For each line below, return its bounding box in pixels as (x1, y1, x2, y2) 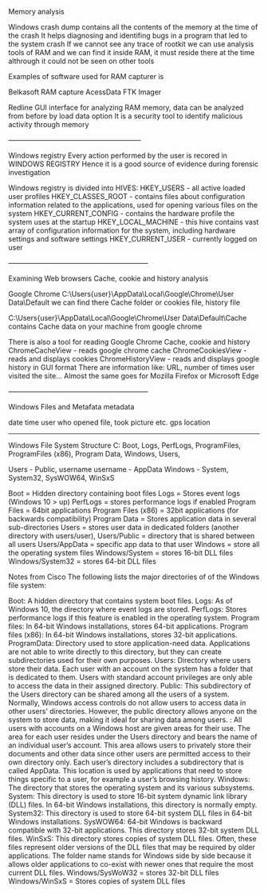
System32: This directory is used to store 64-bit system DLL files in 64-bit (8, 808, 253, 818)
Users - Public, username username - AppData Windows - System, (8, 465, 229, 474)
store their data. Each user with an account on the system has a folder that (8, 664, 254, 673)
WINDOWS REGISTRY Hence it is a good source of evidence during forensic (8, 159, 259, 169)
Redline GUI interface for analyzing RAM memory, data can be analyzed (8, 103, 244, 112)
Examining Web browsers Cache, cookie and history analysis (8, 273, 209, 283)
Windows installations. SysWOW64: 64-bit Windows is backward (8, 817, 223, 826)
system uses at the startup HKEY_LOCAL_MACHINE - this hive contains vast (8, 218, 259, 226)
